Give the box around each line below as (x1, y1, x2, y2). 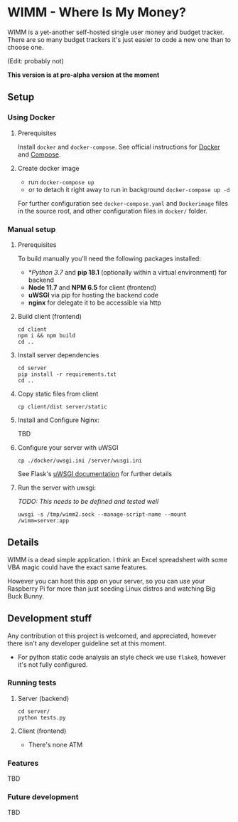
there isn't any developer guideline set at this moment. (7, 638, 167, 648)
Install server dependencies (17, 350, 99, 359)
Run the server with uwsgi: (17, 483, 97, 492)
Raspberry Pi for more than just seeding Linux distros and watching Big (7, 584, 215, 593)
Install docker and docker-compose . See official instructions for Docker (17, 142, 220, 151)
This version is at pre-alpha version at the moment (7, 70, 160, 79)
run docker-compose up (28, 177, 94, 186)
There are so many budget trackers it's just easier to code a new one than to (7, 35, 231, 43)
